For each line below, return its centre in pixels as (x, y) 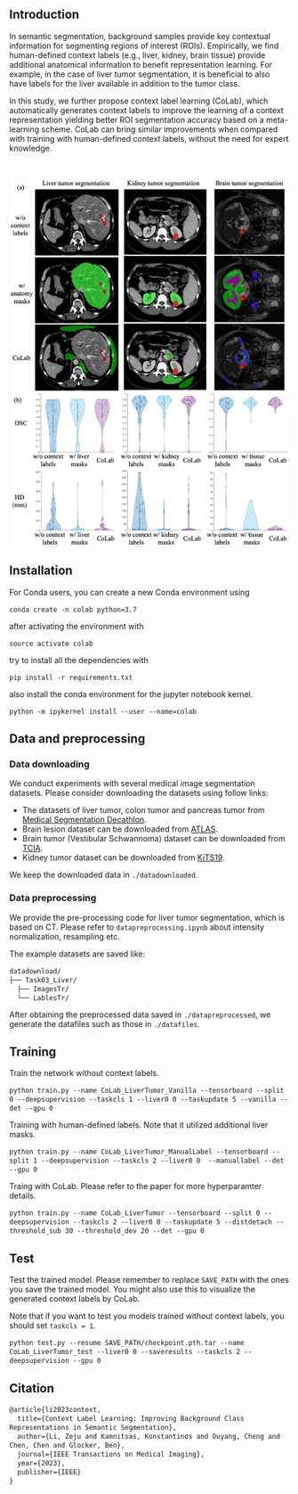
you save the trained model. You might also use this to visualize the (133, 1289)
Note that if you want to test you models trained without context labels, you (147, 1316)
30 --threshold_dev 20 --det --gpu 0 (135, 1231)
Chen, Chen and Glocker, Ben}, (67, 1446)
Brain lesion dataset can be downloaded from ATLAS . (120, 829)
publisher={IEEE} (49, 1473)
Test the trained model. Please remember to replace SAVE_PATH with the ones (149, 1280)
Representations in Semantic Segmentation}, (93, 1428)
